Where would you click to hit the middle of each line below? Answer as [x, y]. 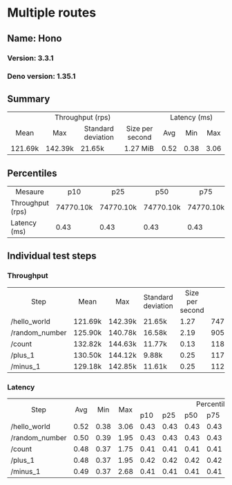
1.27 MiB [139, 149]
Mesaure [30, 192]
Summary [29, 99]
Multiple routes [52, 13]
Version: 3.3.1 [30, 58]
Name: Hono [35, 38]
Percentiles [32, 173]
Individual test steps [52, 256]
